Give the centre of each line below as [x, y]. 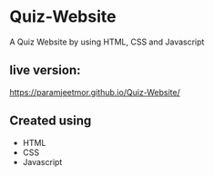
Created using [51, 121]
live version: [45, 70]
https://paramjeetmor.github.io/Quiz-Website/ [95, 92]
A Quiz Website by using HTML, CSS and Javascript [107, 42]
